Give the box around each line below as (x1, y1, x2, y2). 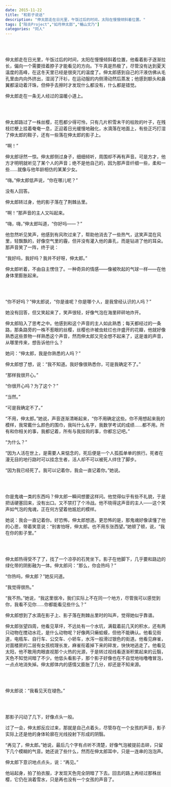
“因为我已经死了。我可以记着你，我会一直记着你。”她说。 (5, 467, 123, 473)
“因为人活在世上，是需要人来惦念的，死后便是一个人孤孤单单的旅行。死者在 (5, 450, 164, 456)
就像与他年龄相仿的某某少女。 (17, 167, 80, 173)
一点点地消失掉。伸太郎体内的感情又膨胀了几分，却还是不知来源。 (5, 661, 144, 667)
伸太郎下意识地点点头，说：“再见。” (5, 759, 79, 766)
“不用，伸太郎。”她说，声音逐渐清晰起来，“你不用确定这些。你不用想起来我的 (5, 415, 165, 422)
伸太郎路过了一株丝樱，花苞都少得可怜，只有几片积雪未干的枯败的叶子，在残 (5, 119, 166, 125)
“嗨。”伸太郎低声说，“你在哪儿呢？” (5, 177, 78, 183)
